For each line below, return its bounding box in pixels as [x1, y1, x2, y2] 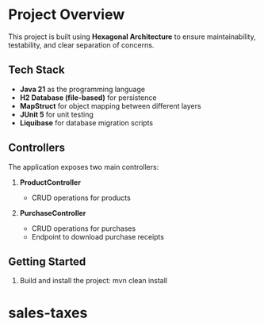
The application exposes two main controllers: [8, 162, 159, 171]
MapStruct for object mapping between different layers [19, 101, 201, 110]
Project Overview [8, 6, 125, 24]
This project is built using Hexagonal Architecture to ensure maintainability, [8, 32, 256, 41]
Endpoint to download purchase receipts [31, 232, 165, 241]
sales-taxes [8, 304, 88, 322]
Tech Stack [8, 63, 65, 77]
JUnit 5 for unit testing [19, 109, 94, 119]
